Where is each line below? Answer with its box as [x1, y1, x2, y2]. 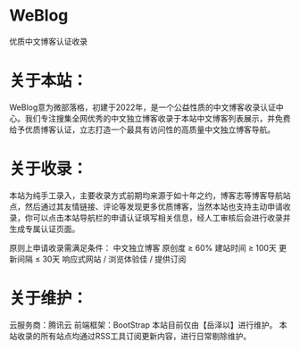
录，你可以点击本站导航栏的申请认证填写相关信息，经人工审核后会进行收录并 [9, 212, 291, 223]
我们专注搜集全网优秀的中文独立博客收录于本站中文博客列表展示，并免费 [24, 112, 291, 123]
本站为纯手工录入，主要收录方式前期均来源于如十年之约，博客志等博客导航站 [9, 189, 291, 201]
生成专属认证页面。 [9, 223, 80, 234]
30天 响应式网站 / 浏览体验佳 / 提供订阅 [42, 254, 187, 264]
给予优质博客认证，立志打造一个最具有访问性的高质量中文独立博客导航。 [9, 124, 275, 135]
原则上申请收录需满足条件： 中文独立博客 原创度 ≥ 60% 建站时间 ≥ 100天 [9, 242, 277, 253]
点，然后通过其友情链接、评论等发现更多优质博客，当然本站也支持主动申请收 [9, 201, 291, 212]
